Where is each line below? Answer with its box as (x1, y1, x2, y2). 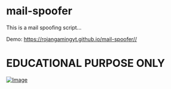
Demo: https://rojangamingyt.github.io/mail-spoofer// (6, 35, 138, 42)
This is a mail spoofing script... (6, 24, 82, 31)
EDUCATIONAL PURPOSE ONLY (6, 57, 166, 70)
